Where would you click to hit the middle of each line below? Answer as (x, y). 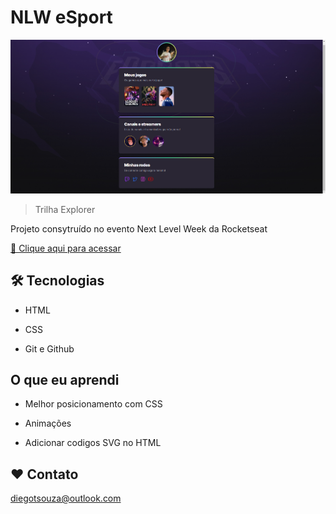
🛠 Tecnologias (57, 281)
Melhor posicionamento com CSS (93, 404)
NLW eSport (61, 17)
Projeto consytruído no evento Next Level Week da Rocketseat (139, 228)
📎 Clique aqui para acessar (66, 248)
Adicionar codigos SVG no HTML (93, 443)
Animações (48, 423)
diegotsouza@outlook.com (66, 498)
